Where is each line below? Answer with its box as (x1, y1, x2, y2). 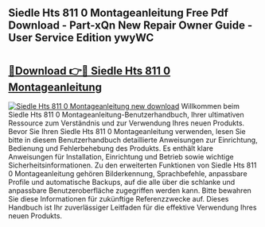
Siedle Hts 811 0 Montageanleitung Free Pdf (8, 6, 229, 20)
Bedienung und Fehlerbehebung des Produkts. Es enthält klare (8, 144, 213, 153)
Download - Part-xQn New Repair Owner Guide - (8, 19, 253, 33)
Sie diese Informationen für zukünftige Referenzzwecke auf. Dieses (8, 194, 229, 203)
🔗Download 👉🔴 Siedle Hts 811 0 (8, 63, 171, 78)
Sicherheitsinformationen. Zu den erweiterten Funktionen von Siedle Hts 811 (8, 160, 257, 170)
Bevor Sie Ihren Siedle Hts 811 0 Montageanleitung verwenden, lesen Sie (8, 127, 246, 136)
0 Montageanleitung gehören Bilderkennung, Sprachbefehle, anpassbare (8, 169, 248, 178)
